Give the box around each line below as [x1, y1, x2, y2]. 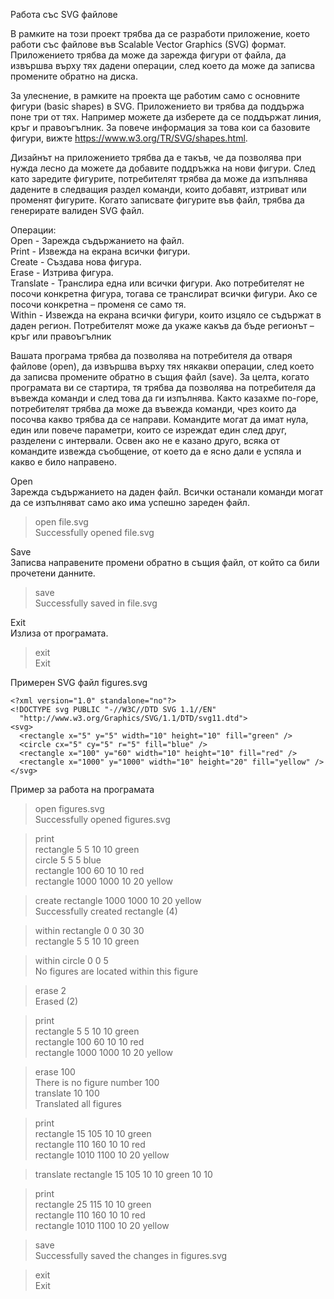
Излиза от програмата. [10, 627, 109, 639]
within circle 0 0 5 [34, 955, 109, 966]
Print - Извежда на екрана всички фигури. [10, 245, 191, 257]
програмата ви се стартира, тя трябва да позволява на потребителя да [10, 382, 317, 393]
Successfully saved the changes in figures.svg [34, 1250, 228, 1261]
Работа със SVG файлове [10, 9, 118, 20]
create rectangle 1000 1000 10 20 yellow [34, 895, 202, 906]
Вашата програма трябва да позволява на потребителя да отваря [10, 350, 293, 361]
